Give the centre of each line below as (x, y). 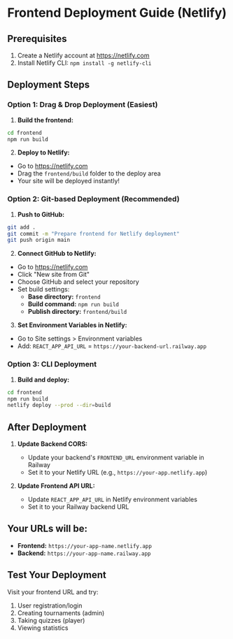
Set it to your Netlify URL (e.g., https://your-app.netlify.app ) (118, 473)
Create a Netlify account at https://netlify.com (83, 55)
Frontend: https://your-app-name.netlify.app (85, 545)
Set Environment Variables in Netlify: (72, 325)
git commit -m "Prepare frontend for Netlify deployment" (93, 234)
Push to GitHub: (41, 214)
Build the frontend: (45, 120)
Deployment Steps (48, 85)
